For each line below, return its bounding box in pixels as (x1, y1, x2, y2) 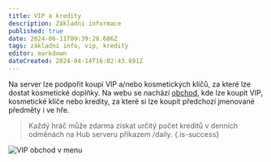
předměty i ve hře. (8, 104, 70, 114)
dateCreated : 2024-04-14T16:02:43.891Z (8, 58, 144, 66)
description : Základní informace (8, 19, 122, 28)
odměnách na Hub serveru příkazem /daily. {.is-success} (28, 129, 220, 139)
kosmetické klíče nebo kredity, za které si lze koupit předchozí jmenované (8, 96, 256, 106)
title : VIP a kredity (8, 11, 82, 20)
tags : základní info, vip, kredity (8, 42, 129, 50)
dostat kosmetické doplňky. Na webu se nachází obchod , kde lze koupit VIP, (8, 87, 264, 97)
